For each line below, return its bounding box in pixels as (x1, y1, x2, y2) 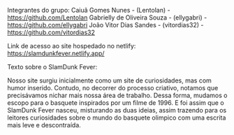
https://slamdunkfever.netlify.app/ (7, 49, 105, 57)
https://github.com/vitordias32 (7, 28, 96, 36)
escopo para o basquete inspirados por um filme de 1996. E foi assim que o (7, 99, 225, 107)
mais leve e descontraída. (7, 121, 82, 129)
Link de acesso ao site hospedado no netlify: (7, 42, 136, 50)
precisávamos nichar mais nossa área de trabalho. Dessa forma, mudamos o (7, 91, 228, 99)
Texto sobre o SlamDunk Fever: (7, 63, 98, 71)
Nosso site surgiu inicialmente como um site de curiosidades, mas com (7, 76, 212, 85)
